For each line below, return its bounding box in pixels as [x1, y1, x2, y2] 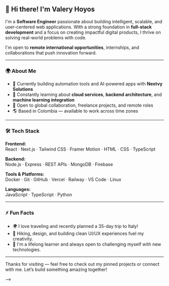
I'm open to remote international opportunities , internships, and [5, 44, 139, 51]
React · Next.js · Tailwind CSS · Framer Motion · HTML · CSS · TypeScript [5, 146, 156, 152]
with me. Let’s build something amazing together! [5, 266, 107, 272]
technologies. [12, 246, 41, 253]
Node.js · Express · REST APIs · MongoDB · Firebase [5, 161, 113, 167]
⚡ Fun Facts [5, 209, 34, 216]
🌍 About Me [5, 67, 36, 74]
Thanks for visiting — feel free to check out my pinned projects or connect [5, 261, 160, 267]
